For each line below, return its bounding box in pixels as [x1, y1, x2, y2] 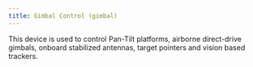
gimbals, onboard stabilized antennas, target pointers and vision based [8, 42, 246, 52]
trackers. [8, 51, 38, 61]
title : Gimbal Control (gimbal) [8, 11, 118, 20]
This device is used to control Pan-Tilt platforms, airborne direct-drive [8, 34, 242, 44]
